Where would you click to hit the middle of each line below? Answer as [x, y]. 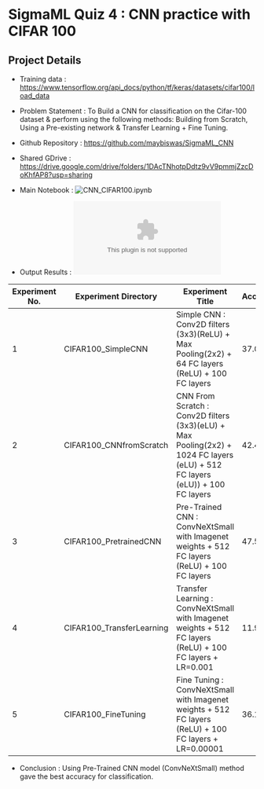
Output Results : [46, 272]
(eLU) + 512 [199, 465]
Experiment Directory [116, 296]
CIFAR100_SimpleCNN [106, 349]
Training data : [43, 79]
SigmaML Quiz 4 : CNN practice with [130, 15]
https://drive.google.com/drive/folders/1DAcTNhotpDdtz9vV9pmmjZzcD [136, 166]
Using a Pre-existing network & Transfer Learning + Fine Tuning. [124, 128]
